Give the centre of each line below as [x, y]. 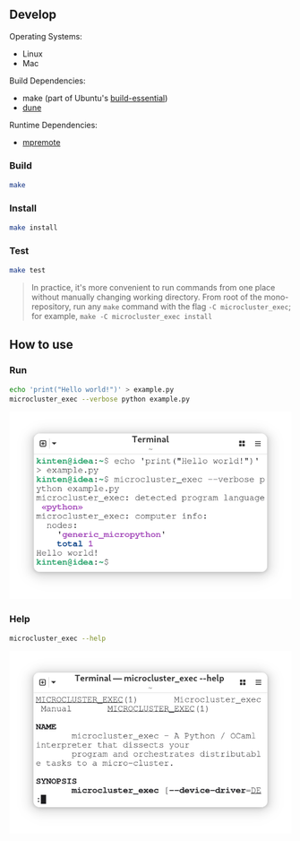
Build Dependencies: [47, 81]
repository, [51, 307]
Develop [33, 15]
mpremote [41, 142]
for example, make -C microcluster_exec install [122, 316]
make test [28, 271]
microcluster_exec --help [57, 639]
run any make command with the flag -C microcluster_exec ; [182, 307]
